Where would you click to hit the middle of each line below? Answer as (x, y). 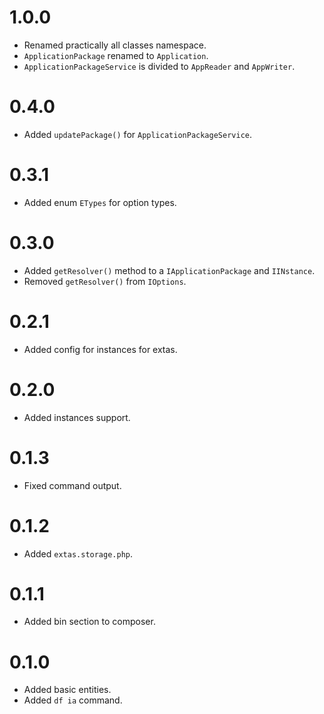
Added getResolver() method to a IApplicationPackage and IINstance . (169, 270)
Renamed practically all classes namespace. (115, 45)
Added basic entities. (67, 690)
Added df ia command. (73, 700)
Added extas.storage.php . (78, 553)
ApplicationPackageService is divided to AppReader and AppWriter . (159, 66)
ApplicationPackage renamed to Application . (116, 55)
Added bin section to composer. (89, 622)
